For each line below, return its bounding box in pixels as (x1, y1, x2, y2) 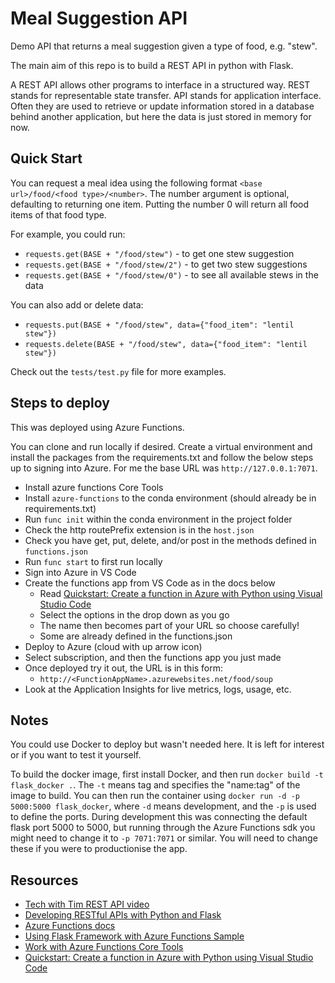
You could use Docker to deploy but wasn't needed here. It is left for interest (10, 738, 325, 751)
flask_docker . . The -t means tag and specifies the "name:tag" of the (10, 779, 301, 791)
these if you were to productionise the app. (10, 843, 188, 855)
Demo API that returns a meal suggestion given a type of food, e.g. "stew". (10, 40, 318, 52)
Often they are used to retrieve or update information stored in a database (10, 100, 315, 112)
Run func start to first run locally (24, 555, 163, 567)
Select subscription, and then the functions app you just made (24, 651, 282, 663)
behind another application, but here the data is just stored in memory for (10, 110, 312, 122)
